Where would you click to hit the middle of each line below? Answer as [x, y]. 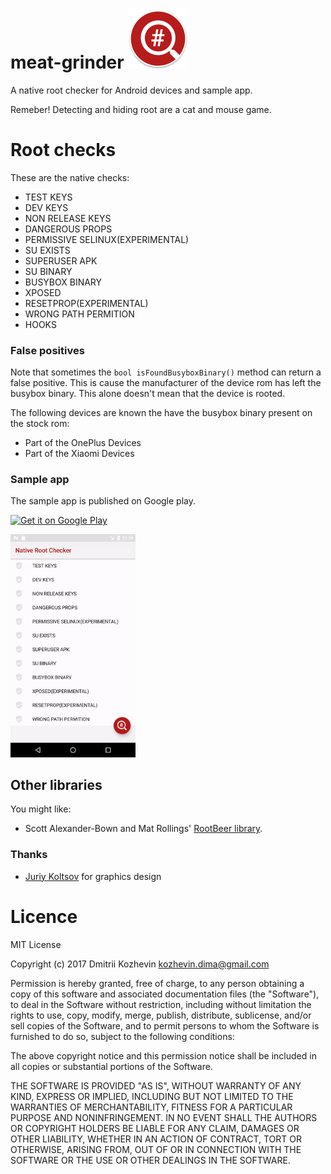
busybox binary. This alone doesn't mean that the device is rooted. [148, 394]
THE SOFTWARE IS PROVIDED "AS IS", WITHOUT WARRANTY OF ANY [156, 1085]
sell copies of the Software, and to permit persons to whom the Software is [165, 1025]
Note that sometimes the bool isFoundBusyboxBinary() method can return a [166, 372]
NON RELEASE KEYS [68, 218]
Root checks [63, 150]
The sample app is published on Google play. [103, 501]
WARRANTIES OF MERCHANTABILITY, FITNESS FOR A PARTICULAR [151, 1107]
